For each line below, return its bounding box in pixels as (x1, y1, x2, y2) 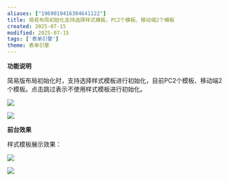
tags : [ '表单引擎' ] (7, 36, 59, 43)
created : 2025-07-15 (7, 23, 67, 30)
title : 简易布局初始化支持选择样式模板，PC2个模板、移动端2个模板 (7, 17, 175, 23)
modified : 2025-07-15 (7, 29, 70, 36)
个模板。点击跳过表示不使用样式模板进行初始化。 (7, 85, 146, 93)
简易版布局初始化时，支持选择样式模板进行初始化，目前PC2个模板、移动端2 (7, 76, 223, 85)
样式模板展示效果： (7, 140, 62, 148)
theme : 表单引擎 (7, 42, 50, 49)
